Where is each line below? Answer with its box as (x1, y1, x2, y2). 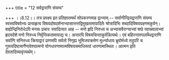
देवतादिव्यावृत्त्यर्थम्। (5, 49, 36, 55)
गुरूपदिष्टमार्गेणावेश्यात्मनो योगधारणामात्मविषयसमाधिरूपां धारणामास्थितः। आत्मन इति (5, 43, 136, 49)
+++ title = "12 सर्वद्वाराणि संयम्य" (5, 5, 64, 11)
